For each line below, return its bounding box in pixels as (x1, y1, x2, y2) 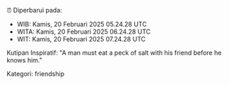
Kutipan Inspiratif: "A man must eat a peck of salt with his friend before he (6, 48, 222, 57)
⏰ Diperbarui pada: (6, 6, 63, 14)
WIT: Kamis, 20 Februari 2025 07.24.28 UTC (16, 35, 146, 43)
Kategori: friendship (6, 70, 65, 78)
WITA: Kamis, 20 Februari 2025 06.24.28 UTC (16, 27, 151, 36)
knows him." (6, 56, 43, 64)
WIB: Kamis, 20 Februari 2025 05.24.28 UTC (16, 20, 147, 28)
